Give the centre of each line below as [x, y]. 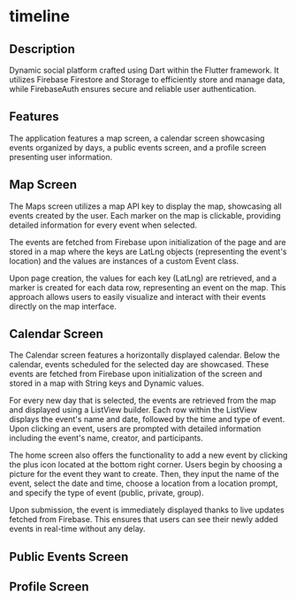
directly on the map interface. [63, 306]
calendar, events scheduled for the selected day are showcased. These [139, 365]
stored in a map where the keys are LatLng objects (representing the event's [148, 251]
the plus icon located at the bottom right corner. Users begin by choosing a [146, 465]
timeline [40, 16]
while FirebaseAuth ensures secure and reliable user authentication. [133, 89]
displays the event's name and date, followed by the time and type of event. [147, 419]
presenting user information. [61, 157]
